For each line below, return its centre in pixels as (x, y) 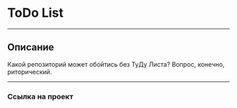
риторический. (30, 72)
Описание (31, 47)
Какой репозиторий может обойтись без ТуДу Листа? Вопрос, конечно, (116, 64)
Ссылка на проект (41, 96)
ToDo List (36, 13)
